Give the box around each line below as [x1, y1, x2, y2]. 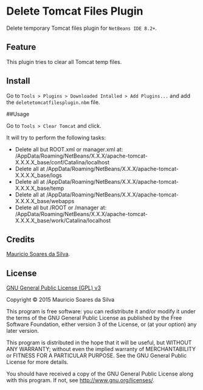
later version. [6, 327, 40, 335]
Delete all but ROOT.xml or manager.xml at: [15, 145, 123, 153]
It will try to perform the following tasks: [6, 134, 106, 141]
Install [6, 76, 30, 86]
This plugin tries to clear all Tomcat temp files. [6, 58, 122, 65]
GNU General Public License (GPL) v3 [6, 284, 101, 291]
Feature [6, 42, 36, 52]
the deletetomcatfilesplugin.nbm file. [6, 99, 100, 106]
